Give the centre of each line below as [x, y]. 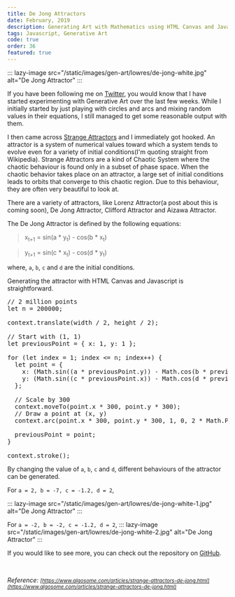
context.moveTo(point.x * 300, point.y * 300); [98, 407]
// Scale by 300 [42, 400]
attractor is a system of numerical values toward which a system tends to [113, 144]
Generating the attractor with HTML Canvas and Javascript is [95, 281]
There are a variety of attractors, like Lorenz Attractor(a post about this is [113, 202]
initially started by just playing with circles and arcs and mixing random [109, 108]
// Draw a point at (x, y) [60, 414]
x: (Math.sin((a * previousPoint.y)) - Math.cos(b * [114, 372]
